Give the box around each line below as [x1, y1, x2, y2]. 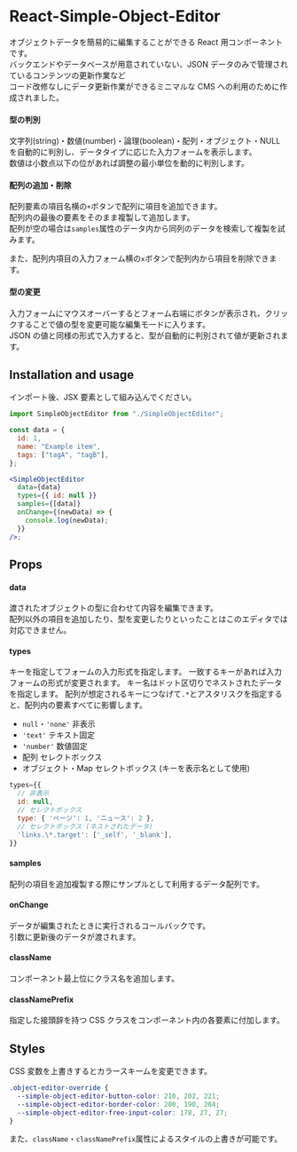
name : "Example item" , [17, 442, 101, 451]
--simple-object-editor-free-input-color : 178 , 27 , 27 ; [17, 1108, 228, 1117]
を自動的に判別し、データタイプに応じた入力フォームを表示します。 [9, 146, 257, 157]
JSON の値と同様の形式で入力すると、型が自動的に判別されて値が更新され [9, 330, 281, 341]
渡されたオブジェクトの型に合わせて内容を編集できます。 [9, 603, 219, 613]
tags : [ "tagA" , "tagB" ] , [17, 450, 109, 459]
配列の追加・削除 [9, 179, 72, 190]
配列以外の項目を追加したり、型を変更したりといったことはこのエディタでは [9, 614, 288, 625]
